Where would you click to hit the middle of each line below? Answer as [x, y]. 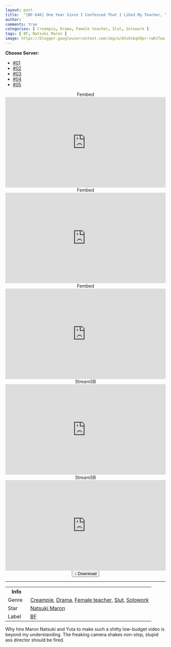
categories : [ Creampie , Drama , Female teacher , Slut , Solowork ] [77, 29]
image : [12, 39]
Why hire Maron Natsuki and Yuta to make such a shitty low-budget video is [85, 629]
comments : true [21, 24]
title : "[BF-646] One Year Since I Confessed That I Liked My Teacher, [84, 15]
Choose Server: [22, 53]
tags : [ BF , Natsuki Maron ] [36, 34]
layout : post [19, 10]
